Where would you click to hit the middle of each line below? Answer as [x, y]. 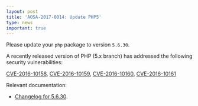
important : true [26, 28]
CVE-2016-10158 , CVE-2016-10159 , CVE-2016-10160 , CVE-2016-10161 [91, 74]
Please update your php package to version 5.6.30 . [68, 45]
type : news [20, 22]
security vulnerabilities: [35, 62]
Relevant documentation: [36, 85]
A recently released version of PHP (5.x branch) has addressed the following [99, 56]
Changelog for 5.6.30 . [41, 97]
